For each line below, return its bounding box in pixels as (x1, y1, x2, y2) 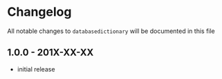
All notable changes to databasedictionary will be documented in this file (7, 27, 216, 35)
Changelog (7, 4, 72, 20)
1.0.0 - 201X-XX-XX (7, 47, 94, 58)
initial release (17, 65, 55, 73)
